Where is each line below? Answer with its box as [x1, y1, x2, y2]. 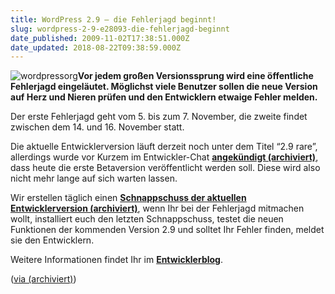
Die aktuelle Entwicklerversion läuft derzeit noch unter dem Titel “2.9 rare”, [10, 141, 318, 153]
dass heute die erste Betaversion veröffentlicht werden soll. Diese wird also [10, 162, 321, 174]
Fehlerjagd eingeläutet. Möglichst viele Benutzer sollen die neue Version [10, 81, 318, 93]
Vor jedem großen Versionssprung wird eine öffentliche [77, 70, 314, 82]
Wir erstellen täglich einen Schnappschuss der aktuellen [10, 192, 247, 204]
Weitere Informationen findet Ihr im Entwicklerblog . [10, 254, 223, 266]
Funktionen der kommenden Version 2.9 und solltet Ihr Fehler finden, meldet [10, 224, 325, 236]
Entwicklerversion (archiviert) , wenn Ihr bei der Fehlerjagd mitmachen [10, 202, 305, 215]
